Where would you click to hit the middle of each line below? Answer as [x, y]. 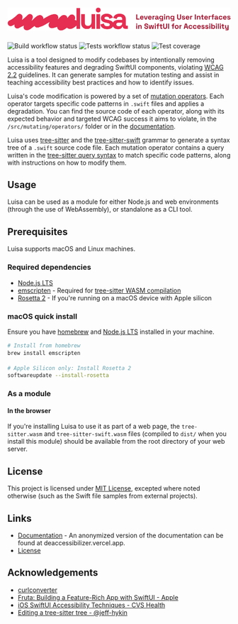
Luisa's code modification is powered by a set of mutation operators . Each [116, 96]
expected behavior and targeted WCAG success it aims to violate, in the [112, 119]
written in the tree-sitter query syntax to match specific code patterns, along [119, 155]
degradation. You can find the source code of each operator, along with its [116, 111]
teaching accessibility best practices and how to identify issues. [101, 82]
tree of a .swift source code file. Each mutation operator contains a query [116, 147]
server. [18, 449]
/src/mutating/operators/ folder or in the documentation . [91, 126]
